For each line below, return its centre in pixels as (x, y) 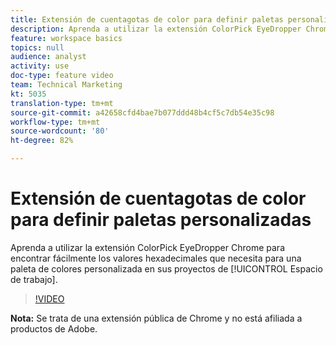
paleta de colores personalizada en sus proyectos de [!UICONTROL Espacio (166, 268)
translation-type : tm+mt (62, 103)
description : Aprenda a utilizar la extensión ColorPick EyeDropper (156, 29)
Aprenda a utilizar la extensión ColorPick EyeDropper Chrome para (147, 247)
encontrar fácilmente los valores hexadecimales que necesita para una (156, 258)
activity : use (40, 66)
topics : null (37, 47)
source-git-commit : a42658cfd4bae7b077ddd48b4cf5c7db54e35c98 (142, 112)
